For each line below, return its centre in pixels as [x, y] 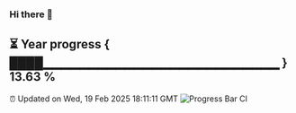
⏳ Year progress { [60, 44]
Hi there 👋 [31, 14]
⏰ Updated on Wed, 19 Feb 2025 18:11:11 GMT [94, 99]
